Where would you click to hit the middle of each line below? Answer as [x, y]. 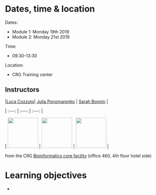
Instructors [22, 90]
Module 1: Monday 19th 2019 [40, 32]
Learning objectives [46, 175]
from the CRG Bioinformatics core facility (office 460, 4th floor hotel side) [78, 156]
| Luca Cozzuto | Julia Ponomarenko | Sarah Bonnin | [56, 101]
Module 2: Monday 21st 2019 [41, 37]
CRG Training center [32, 74]
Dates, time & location [50, 9]
